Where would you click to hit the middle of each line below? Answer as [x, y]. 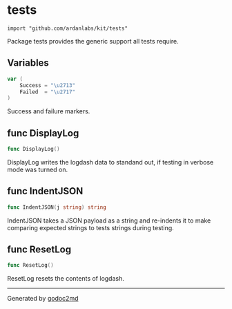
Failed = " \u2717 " [48, 92]
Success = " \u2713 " [48, 85]
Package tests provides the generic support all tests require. [93, 41]
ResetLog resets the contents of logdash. [66, 279]
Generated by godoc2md [43, 299]
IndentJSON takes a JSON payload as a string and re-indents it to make [109, 221]
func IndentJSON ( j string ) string [57, 207]
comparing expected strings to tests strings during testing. [90, 227]
